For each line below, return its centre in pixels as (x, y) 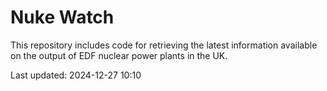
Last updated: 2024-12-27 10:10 (76, 75)
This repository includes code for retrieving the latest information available (164, 45)
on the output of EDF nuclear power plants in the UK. (119, 55)
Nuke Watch (62, 17)
